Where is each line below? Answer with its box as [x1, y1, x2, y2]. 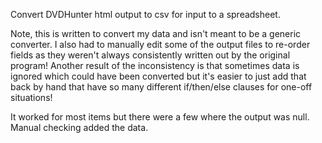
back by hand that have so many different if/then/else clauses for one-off [10, 81, 313, 93]
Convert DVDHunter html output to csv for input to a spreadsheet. [10, 9, 281, 20]
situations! [10, 92, 53, 103]
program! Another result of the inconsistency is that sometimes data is [10, 60, 300, 71]
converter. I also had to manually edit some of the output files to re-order [10, 39, 311, 50]
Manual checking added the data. [10, 122, 149, 133]
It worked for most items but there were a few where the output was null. [10, 111, 310, 123]
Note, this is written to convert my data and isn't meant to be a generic [10, 28, 302, 39]
